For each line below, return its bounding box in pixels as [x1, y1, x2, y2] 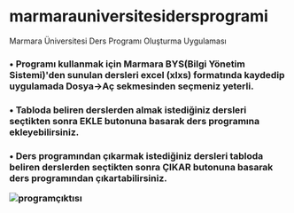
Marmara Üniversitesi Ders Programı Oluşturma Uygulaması [9, 35, 228, 46]
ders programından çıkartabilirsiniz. [9, 171, 167, 184]
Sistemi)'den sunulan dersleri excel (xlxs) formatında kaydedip [9, 68, 285, 81]
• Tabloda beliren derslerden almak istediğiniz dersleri [9, 104, 247, 116]
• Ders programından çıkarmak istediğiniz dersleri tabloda [9, 149, 264, 162]
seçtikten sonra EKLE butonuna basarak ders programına [9, 114, 259, 127]
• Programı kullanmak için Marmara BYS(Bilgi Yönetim [9, 58, 245, 70]
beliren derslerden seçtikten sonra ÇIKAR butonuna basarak [9, 161, 274, 173]
